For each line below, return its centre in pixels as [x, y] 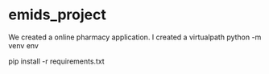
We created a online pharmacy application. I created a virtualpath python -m [135, 37]
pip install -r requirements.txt [56, 61]
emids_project [57, 15]
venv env [23, 45]
